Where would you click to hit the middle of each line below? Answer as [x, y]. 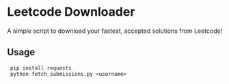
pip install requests [41, 68]
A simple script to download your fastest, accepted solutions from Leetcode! [115, 31]
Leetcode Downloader [71, 12]
